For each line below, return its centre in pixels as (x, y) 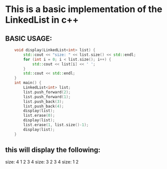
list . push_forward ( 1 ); (47, 97)
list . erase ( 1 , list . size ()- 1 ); (56, 125)
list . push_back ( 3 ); (44, 102)
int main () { (28, 83)
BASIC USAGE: (29, 38)
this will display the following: (53, 150)
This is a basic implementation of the (84, 9)
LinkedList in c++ (42, 20)
